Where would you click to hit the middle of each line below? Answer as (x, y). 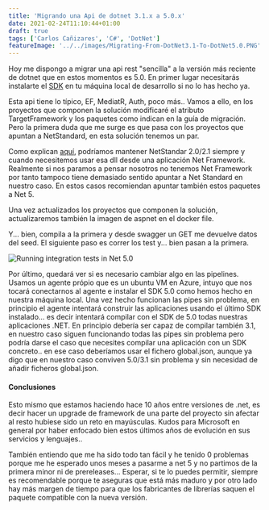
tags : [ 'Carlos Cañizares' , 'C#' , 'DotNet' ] (84, 38)
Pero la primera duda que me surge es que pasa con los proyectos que (126, 127)
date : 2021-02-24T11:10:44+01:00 (64, 23)
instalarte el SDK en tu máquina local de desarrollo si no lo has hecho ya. (129, 86)
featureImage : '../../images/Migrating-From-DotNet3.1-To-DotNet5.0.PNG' (135, 46)
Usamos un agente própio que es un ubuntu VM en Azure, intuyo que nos (130, 282)
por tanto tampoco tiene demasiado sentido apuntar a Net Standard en (126, 178)
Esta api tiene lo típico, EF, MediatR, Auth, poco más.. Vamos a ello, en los (131, 102)
